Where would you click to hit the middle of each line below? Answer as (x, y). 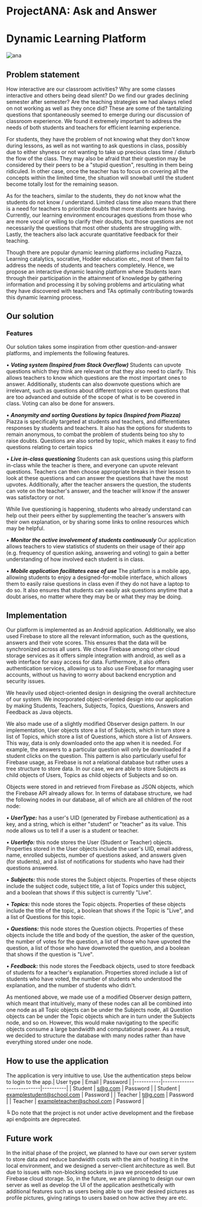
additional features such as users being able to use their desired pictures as (100, 1191)
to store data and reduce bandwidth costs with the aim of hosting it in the (97, 1159)
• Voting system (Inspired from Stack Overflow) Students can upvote (94, 365)
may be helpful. (26, 528)
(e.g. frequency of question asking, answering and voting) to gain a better (98, 552)
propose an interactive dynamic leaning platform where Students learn (94, 271)
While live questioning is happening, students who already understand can (99, 509)
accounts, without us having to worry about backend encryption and (91, 675)
